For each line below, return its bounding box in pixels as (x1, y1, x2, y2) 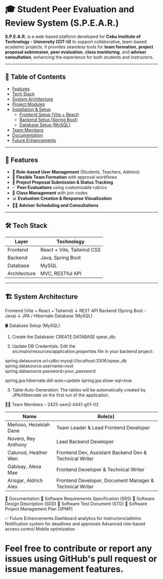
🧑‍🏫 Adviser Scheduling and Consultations (12, 202, 98, 208)
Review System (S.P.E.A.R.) (5, 17, 119, 29)
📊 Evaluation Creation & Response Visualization (12, 195, 112, 201)
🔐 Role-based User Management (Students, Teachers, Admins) (12, 169, 140, 175)
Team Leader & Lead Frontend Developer (56, 425, 150, 431)
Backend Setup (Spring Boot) (19, 117, 78, 122)
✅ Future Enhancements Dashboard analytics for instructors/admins (5, 515, 142, 521)
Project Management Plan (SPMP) (5, 506, 73, 512)
